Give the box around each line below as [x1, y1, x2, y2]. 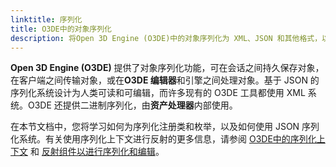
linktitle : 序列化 [10, 14, 83, 25]
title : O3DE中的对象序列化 [10, 24, 112, 34]
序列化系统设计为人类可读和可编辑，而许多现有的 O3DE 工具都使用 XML [10, 87, 306, 99]
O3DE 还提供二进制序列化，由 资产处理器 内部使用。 [27, 99, 238, 111]
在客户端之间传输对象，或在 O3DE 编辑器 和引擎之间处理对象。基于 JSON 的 [10, 74, 320, 86]
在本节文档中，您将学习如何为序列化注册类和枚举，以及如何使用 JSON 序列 [10, 121, 320, 133]
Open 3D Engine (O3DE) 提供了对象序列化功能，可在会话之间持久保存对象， [10, 62, 325, 74]
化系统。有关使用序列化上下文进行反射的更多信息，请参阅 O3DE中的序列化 [10, 133, 317, 145]
